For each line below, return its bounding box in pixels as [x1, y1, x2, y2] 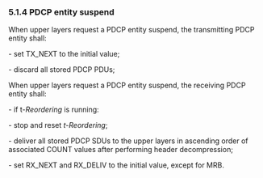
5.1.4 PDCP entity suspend [8, 6, 115, 18]
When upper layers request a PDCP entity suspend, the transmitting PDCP [8, 25, 255, 35]
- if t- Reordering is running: [8, 104, 99, 115]
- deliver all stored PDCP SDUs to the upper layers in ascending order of [8, 136, 248, 146]
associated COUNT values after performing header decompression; [8, 145, 234, 155]
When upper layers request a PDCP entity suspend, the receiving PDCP [8, 80, 246, 91]
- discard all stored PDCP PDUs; [8, 65, 115, 74]
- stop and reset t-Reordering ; [8, 121, 108, 130]
